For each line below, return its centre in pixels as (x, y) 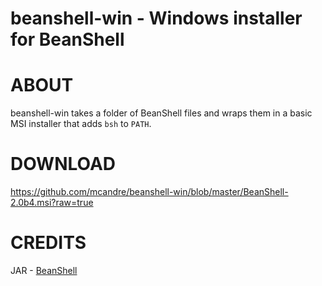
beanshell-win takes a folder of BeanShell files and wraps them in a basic (161, 113)
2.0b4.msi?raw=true (52, 203)
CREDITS (48, 243)
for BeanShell (67, 39)
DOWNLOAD (63, 164)
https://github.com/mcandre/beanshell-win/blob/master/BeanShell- (149, 192)
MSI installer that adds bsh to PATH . (81, 124)
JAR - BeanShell (44, 270)
